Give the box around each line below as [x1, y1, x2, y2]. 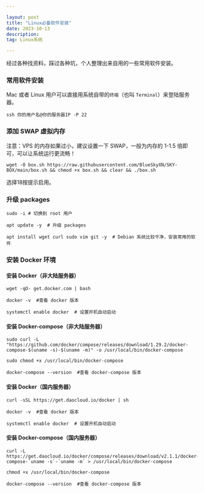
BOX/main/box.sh [6, 167, 47, 173]
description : [6, 31, 39, 37]
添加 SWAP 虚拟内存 [6, 127, 66, 135]
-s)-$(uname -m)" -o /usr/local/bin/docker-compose [49, 347, 183, 353]
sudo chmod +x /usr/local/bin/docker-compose [6, 358, 123, 364]
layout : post [6, 14, 39, 20]
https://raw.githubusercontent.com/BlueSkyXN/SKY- [47, 161, 178, 168]
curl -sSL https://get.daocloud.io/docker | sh [6, 397, 129, 403]
